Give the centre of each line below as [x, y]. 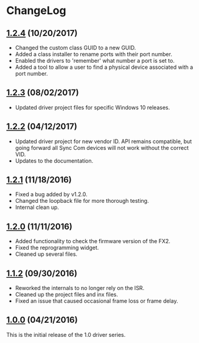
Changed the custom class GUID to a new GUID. [75, 48]
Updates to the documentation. [54, 161]
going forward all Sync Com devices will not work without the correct [102, 147]
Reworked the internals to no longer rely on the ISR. [80, 288]
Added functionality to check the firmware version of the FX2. [93, 241]
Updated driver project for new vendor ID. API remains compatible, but [103, 141]
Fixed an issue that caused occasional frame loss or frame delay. [96, 301]
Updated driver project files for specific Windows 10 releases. [93, 107]
